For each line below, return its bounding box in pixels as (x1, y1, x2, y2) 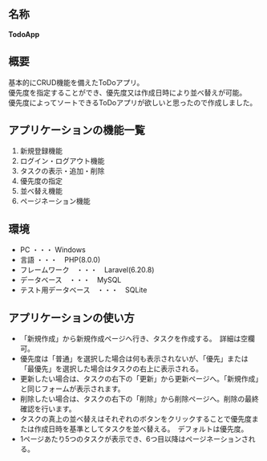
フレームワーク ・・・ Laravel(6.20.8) (19, 265, 155, 275)
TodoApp (8, 29, 40, 39)
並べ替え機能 (19, 186, 63, 196)
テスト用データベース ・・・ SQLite (19, 285, 148, 295)
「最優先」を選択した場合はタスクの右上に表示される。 (19, 364, 203, 373)
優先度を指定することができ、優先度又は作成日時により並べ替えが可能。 (8, 88, 247, 97)
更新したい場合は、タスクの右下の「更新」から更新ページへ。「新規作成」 (19, 374, 259, 384)
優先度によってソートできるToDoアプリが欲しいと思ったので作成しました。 (8, 97, 257, 107)
